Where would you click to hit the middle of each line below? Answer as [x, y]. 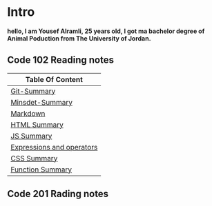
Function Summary [41, 169]
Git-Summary [33, 91]
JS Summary [31, 136]
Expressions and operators [54, 147]
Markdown [28, 113]
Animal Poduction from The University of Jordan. [79, 38]
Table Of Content [54, 79]
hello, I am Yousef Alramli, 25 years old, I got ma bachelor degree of [106, 31]
